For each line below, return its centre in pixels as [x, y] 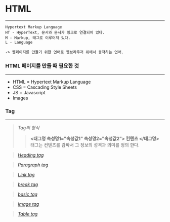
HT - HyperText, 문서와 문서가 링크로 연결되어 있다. [55, 32]
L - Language [19, 42]
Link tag [26, 174]
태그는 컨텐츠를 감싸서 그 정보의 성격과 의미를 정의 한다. [85, 144]
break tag [28, 184]
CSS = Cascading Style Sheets [45, 87]
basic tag [28, 194]
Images [20, 98]
